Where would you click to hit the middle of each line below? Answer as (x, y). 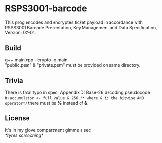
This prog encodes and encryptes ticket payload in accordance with (74, 22)
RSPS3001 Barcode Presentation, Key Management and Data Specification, (81, 27)
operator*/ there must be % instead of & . (47, 103)
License (17, 118)
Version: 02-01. (21, 32)
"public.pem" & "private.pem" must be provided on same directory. (73, 65)
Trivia (14, 81)
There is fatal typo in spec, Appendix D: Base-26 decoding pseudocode (78, 92)
